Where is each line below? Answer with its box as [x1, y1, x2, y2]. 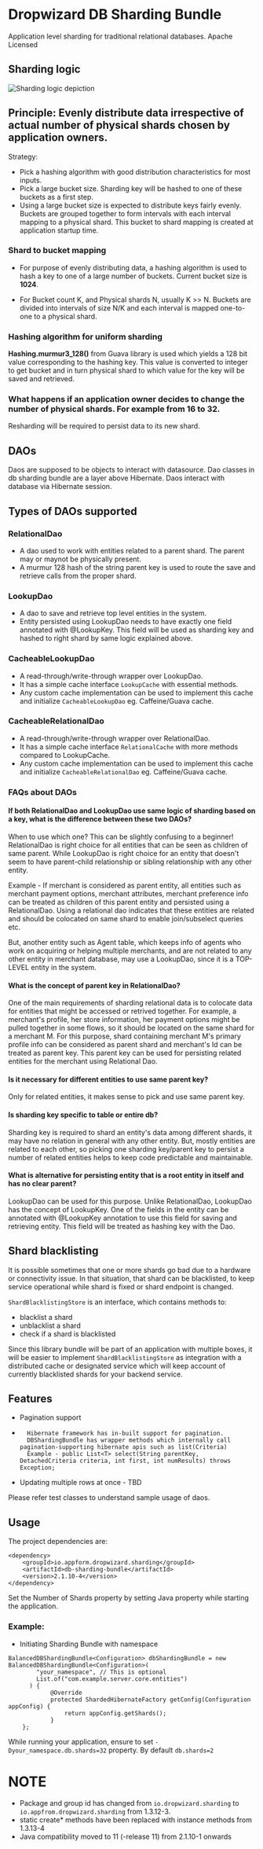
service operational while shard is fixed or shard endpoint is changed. [8, 1281, 234, 1291]
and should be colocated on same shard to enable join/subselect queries [8, 913, 243, 923]
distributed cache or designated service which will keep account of [8, 1361, 226, 1370]
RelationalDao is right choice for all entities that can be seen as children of [8, 840, 249, 850]
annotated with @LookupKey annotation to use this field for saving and [8, 1213, 238, 1222]
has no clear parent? [8, 1179, 77, 1189]
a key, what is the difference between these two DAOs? [8, 814, 192, 824]
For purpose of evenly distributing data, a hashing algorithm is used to [19, 263, 247, 272]
